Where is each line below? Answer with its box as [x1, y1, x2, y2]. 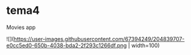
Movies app [6, 24, 36, 31]
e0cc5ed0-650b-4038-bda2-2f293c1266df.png [6, 42, 127, 49]
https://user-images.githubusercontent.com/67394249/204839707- [13, 35, 185, 42]
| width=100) [128, 42, 160, 49]
